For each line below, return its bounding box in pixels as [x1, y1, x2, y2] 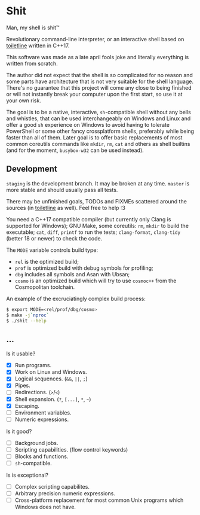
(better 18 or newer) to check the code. [6, 234, 103, 242]
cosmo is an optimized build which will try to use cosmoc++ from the [14, 277, 177, 284]
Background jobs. [14, 439, 59, 446]
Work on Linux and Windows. [14, 368, 88, 376]
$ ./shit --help [6, 318, 47, 324]
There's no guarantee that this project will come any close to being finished [6, 84, 192, 91]
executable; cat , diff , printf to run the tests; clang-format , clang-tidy [6, 228, 181, 236]
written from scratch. [6, 60, 58, 67]
